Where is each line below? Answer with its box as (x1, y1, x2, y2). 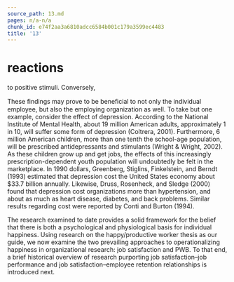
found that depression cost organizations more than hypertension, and (7, 187, 212, 196)
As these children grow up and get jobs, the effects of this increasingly (7, 150, 212, 159)
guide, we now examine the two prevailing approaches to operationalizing (7, 238, 221, 246)
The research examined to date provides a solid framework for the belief (7, 215, 216, 224)
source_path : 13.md (7, 10, 64, 18)
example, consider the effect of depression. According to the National (7, 113, 209, 121)
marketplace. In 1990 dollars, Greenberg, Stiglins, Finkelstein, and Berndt (7, 165, 218, 173)
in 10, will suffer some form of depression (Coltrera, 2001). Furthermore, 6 (7, 128, 221, 136)
